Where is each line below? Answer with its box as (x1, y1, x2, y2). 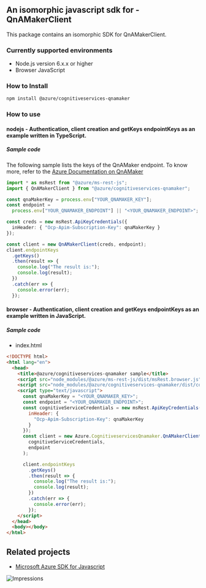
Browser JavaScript (15, 67, 66, 74)
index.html (15, 342, 42, 349)
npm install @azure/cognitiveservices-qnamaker (6, 96, 131, 102)
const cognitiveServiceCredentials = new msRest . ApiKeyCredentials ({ (22, 404, 204, 411)
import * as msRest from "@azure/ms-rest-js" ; (6, 179, 128, 186)
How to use (6, 110, 41, 119)
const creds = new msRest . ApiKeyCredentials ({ (6, 219, 128, 225)
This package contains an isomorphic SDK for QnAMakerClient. (6, 31, 167, 38)
